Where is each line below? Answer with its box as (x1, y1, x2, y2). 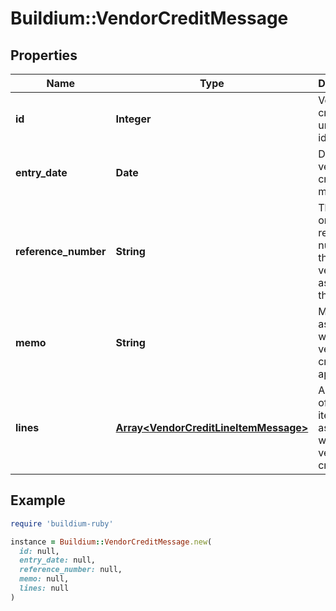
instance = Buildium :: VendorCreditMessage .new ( (10, 537, 213, 547)
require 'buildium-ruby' (10, 518, 114, 529)
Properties (10, 47, 78, 64)
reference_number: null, (19, 565, 123, 575)
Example (10, 492, 66, 509)
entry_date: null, (19, 555, 97, 566)
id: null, (19, 546, 60, 556)
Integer (115, 112, 152, 126)
